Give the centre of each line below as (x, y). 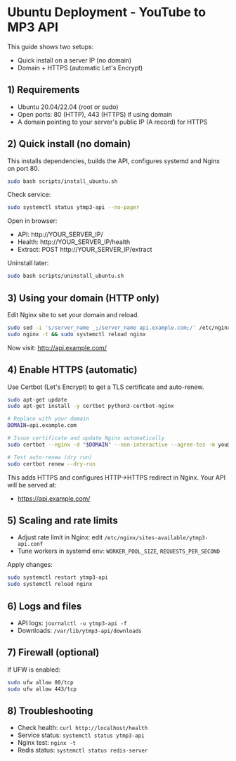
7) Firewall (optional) (53, 652)
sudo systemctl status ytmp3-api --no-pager (73, 207)
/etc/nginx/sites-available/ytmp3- (156, 538)
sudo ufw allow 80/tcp (40, 682)
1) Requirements (44, 90)
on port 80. (24, 168)
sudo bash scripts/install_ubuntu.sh (63, 181)
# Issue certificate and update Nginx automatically (86, 438)
